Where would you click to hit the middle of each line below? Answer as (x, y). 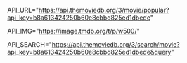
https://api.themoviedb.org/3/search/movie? (116, 44)
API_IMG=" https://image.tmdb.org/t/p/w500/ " (74, 31)
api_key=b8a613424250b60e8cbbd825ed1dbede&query (89, 52)
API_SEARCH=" (30, 44)
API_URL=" (23, 10)
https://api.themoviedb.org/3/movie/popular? (104, 10)
